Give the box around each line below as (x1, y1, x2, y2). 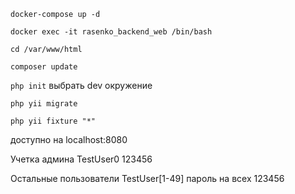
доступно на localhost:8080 (10, 134, 128, 145)
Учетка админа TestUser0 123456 (10, 153, 153, 165)
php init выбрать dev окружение (10, 80, 153, 91)
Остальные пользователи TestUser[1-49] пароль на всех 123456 (10, 173, 285, 184)
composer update (10, 62, 78, 72)
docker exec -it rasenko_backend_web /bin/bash (10, 27, 213, 37)
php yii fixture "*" (10, 116, 97, 126)
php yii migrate (10, 99, 78, 109)
